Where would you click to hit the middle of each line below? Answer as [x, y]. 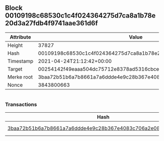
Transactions [21, 104]
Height [15, 45]
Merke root [20, 77]
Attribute [20, 37]
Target [15, 69]
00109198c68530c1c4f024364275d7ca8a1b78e [81, 16]
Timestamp [20, 61]
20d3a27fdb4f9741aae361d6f [51, 23]
